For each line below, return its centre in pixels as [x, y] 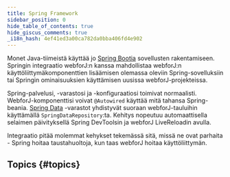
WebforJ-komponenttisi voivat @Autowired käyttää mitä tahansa [96, 100]
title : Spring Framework [43, 13]
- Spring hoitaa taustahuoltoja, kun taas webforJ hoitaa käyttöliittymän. [107, 143]
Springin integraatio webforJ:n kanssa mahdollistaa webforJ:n [94, 66]
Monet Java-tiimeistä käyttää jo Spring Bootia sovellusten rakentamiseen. [111, 58]
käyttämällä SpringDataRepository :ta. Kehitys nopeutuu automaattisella [107, 115]
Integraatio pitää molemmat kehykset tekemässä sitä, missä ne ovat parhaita [115, 136]
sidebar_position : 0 [37, 20]
